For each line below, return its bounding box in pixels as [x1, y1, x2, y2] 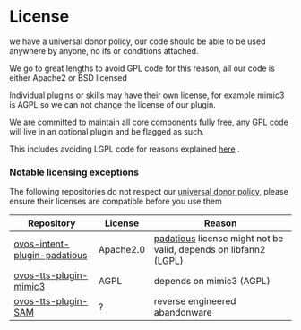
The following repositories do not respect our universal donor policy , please [9, 187, 288, 197]
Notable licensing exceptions [9, 166, 139, 178]
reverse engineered [153, 295, 236, 308]
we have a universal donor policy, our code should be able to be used [9, 36, 266, 47]
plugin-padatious [13, 249, 88, 262]
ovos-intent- [13, 238, 70, 250]
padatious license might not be [153, 232, 284, 245]
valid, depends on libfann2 [153, 244, 266, 256]
